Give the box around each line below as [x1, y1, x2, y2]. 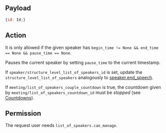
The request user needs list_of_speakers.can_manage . [5, 122, 117, 128]
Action [5, 31, 26, 39]
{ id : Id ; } [5, 17, 26, 22]
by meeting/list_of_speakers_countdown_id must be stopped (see [5, 89, 141, 95]
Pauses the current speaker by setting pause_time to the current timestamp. [5, 59, 161, 65]
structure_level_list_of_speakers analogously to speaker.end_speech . [5, 74, 153, 80]
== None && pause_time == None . [5, 49, 71, 55]
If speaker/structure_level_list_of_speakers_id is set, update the [5, 69, 142, 75]
